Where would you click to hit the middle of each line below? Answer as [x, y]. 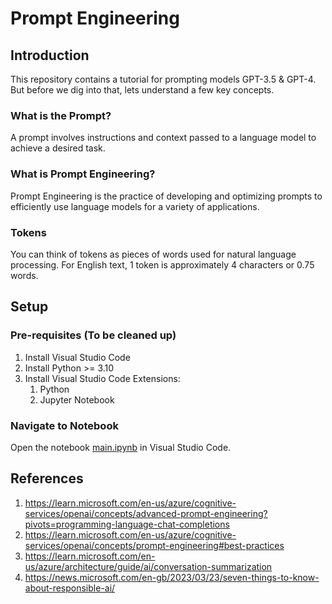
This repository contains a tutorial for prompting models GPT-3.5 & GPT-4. [163, 79]
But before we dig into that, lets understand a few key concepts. [142, 90]
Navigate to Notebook [64, 425]
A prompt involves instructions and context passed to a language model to [163, 138]
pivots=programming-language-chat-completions [127, 524]
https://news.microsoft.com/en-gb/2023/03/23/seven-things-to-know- [172, 577]
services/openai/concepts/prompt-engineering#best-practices [154, 545]
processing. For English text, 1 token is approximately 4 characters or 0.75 [162, 264]
